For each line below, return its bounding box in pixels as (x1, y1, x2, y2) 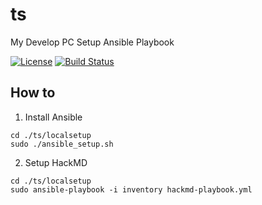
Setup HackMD (24, 156, 88, 168)
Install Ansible (24, 111, 83, 123)
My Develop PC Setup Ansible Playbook (10, 36, 175, 48)
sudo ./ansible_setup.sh (10, 139, 114, 149)
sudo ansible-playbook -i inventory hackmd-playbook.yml (10, 184, 253, 195)
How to (10, 84, 56, 102)
